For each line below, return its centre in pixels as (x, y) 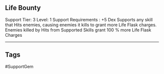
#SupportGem (19, 66)
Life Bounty (23, 8)
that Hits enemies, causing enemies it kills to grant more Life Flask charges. (81, 25)
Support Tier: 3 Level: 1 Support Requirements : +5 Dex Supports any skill (79, 19)
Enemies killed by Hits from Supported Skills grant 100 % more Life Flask (78, 30)
